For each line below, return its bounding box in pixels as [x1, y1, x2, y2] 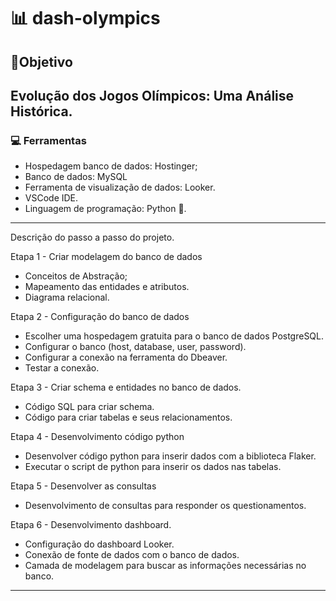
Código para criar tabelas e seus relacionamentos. [24, 411, 233, 424]
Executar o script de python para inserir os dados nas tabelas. [24, 461, 282, 473]
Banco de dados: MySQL [24, 171, 128, 183]
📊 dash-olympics [10, 7, 161, 30]
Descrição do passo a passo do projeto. [10, 231, 175, 244]
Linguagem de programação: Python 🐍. [24, 203, 187, 215]
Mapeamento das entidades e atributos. [24, 281, 190, 293]
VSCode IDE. [24, 192, 79, 204]
